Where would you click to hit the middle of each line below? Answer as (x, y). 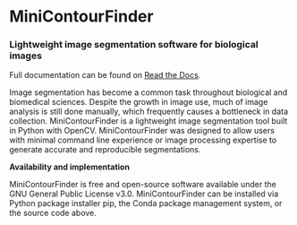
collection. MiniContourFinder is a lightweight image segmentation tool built (148, 121)
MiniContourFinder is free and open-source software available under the (143, 185)
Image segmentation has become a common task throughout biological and (148, 92)
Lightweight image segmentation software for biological (134, 45)
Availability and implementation (69, 167)
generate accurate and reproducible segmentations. (105, 150)
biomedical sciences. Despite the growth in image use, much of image (139, 102)
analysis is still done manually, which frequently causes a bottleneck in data (149, 112)
